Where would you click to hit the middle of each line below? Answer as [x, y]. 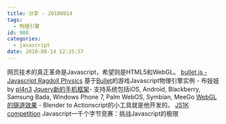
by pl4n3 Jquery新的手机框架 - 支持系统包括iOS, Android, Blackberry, [104, 89]
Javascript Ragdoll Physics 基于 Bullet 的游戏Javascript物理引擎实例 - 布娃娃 [113, 80]
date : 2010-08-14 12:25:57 [45, 52]
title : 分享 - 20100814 [40, 13]
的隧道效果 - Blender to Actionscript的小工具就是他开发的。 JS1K [98, 105]
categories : [24, 39]
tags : [15, 20]
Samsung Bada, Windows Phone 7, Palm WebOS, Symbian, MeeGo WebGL [112, 97]
